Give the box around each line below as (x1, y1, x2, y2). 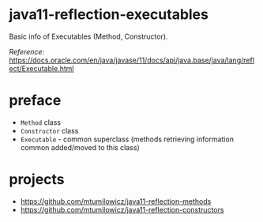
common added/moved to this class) (20, 142, 141, 152)
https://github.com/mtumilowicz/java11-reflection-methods (20, 196, 212, 206)
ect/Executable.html (9, 63, 74, 73)
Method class (20, 117, 62, 127)
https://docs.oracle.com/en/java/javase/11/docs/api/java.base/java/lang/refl (9, 55, 255, 65)
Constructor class (20, 126, 79, 135)
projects (9, 171, 66, 189)
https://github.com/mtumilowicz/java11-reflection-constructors (20, 205, 224, 214)
